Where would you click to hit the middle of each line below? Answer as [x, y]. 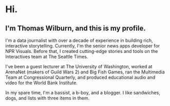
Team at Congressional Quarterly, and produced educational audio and [80, 77]
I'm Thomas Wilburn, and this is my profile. [75, 28]
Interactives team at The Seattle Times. [47, 57]
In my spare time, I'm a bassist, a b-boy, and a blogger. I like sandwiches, [83, 92]
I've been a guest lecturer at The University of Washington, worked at [79, 67]
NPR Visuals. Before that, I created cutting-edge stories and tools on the [82, 51]
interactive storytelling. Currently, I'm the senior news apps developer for [83, 46]
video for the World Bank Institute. [42, 83]
